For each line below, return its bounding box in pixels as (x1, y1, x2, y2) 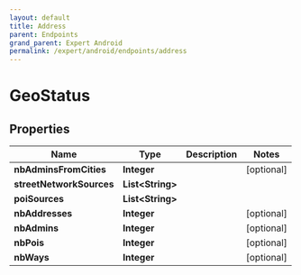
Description (186, 148, 237, 160)
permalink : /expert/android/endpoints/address (9, 47, 187, 56)
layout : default (9, 13, 70, 23)
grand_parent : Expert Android (9, 38, 123, 48)
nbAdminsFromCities (14, 163, 106, 176)
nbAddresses (14, 207, 73, 220)
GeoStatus (9, 86, 91, 106)
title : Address (9, 22, 67, 31)
